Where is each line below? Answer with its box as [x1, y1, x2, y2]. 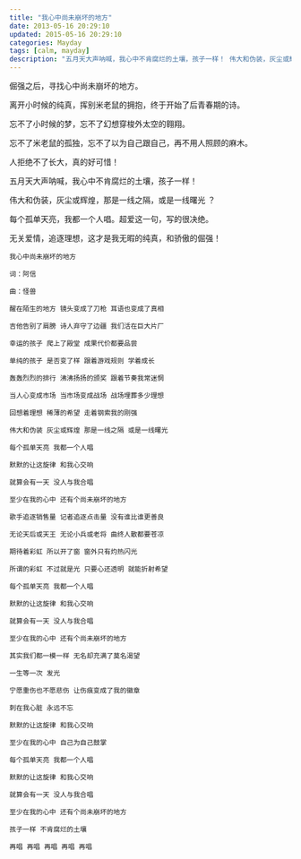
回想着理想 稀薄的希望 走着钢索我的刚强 [9, 408, 138, 417]
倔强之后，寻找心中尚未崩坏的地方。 [9, 81, 143, 90]
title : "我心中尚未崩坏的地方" [9, 13, 113, 22]
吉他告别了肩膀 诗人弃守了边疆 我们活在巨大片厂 [9, 322, 164, 331]
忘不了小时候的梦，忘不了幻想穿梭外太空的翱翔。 [9, 118, 190, 129]
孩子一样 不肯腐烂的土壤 [9, 825, 87, 834]
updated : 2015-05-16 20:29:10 [9, 30, 123, 39]
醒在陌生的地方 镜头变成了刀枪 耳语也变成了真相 [9, 305, 164, 314]
